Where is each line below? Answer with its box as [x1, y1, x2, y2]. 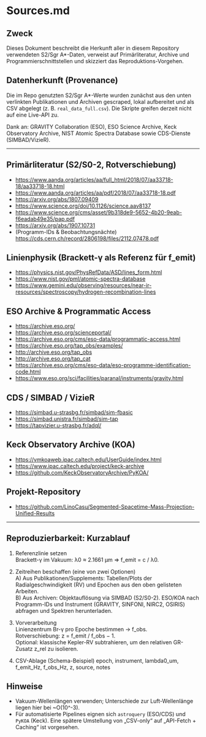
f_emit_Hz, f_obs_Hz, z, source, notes [15, 663, 110, 671]
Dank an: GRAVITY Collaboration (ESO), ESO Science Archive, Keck [6, 123, 177, 130]
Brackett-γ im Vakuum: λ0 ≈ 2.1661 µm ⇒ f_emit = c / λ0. [15, 556, 159, 563]
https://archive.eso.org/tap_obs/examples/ [15, 342, 123, 349]
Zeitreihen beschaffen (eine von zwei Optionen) [15, 567, 136, 575]
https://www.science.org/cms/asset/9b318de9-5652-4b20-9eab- [15, 208, 182, 216]
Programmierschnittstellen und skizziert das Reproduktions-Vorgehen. [6, 58, 184, 64]
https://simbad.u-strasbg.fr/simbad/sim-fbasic [15, 409, 133, 416]
